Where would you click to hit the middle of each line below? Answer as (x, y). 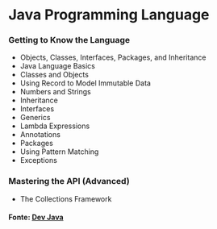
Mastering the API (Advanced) (69, 181)
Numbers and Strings (55, 92)
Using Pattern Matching (59, 152)
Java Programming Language (109, 15)
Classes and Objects (54, 75)
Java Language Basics (57, 66)
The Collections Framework (66, 198)
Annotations (40, 135)
